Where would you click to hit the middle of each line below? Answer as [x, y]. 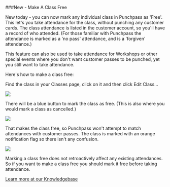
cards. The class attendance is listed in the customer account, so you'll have [85, 28]
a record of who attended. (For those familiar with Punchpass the [73, 33]
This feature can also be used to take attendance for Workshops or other [81, 54]
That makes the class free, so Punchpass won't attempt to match [73, 128]
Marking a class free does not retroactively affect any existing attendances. [84, 158]
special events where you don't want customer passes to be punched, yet [82, 59]
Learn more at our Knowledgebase [42, 179]
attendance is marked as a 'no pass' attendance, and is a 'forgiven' [75, 39]
